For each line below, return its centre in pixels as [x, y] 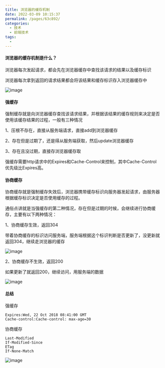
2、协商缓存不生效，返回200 [34, 261]
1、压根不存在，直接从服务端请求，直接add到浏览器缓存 [61, 130]
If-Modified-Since [24, 342]
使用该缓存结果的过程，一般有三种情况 [44, 120]
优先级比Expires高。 [26, 168]
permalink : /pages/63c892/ [33, 19]
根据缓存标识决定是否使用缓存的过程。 [44, 198]
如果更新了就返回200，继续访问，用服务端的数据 [55, 272]
